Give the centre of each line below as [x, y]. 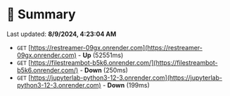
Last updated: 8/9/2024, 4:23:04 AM [62, 34]
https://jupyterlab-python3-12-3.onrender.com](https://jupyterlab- [127, 78]
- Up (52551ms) [101, 55]
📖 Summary [41, 14]
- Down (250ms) [104, 70]
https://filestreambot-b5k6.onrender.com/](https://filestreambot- [124, 62]
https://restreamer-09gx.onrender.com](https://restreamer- [117, 47]
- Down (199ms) [126, 85]
